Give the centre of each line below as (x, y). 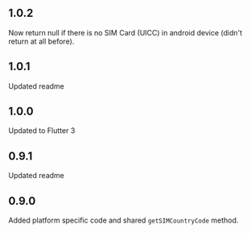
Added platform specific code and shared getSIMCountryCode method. (123, 220)
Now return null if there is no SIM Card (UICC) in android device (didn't (125, 32)
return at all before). (41, 41)
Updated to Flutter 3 (42, 131)
